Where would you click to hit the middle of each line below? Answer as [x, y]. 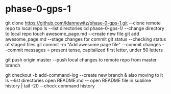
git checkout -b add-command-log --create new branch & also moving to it [84, 75]
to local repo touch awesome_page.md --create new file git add [72, 34]
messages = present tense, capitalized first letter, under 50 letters [94, 50]
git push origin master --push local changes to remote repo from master [81, 59]
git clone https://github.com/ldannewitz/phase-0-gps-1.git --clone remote [83, 23]
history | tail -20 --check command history [50, 86]
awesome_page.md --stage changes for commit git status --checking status [86, 39]
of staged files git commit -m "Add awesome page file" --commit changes [83, 44]
